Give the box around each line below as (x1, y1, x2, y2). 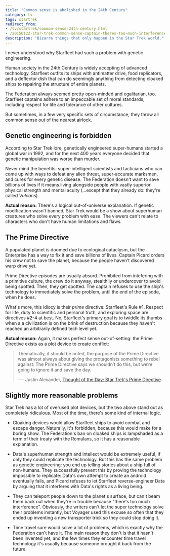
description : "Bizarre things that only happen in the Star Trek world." (5, 36, 164, 41)
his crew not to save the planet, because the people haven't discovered (5, 257, 154, 264)
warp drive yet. (5, 263, 37, 269)
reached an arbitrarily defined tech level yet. (5, 325, 98, 331)
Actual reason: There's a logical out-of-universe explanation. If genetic (5, 202, 154, 208)
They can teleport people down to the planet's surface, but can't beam (12, 493, 160, 499)
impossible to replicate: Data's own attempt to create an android (12, 472, 147, 479)
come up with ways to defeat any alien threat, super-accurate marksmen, (5, 171, 158, 177)
